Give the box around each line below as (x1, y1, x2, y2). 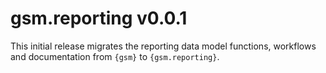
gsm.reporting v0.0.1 (10, 7, 188, 30)
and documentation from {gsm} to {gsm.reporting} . (10, 50, 220, 62)
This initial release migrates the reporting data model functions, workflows (10, 40, 317, 52)
